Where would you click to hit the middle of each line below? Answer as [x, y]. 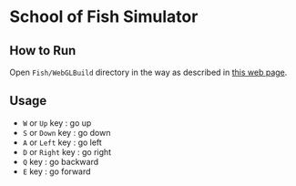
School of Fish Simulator [104, 17]
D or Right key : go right [67, 151]
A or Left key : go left [62, 142]
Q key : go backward [61, 161]
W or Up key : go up [57, 123]
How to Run [43, 51]
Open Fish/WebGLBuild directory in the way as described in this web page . [148, 72]
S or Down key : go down [66, 132]
